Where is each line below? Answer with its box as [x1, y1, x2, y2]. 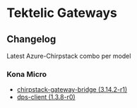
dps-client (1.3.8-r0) [16, 93, 76, 102]
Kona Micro [6, 69, 47, 79]
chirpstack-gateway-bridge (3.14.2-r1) [16, 85, 128, 94]
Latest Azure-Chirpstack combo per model [6, 52, 131, 60]
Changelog [6, 33, 56, 45]
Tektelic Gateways [6, 5, 117, 21]
